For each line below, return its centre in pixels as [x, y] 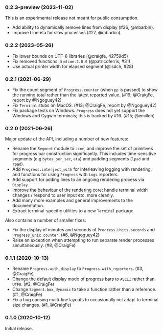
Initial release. [19, 328]
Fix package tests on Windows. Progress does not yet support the [79, 110]
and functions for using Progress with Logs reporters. [65, 175]
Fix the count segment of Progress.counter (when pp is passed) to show [85, 89]
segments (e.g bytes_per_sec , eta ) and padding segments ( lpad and [81, 159]
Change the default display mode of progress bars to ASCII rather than [83, 279]
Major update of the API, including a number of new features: [67, 139]
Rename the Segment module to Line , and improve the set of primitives [82, 149]
